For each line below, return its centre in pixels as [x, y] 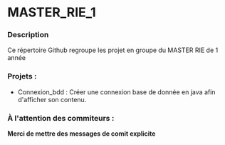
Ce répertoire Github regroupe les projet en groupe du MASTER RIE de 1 [113, 50]
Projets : [22, 76]
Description [28, 35]
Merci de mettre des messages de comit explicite [82, 134]
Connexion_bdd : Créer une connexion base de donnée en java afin [116, 92]
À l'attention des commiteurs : [61, 118]
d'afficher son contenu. [52, 99]
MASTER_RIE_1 [52, 12]
